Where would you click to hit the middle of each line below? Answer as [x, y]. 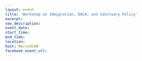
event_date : [17, 28]
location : [15, 42]
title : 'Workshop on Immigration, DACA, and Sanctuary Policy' [71, 14]
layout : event [20, 10]
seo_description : [23, 23]
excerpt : [14, 19]
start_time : [17, 32]
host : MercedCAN [22, 46]
